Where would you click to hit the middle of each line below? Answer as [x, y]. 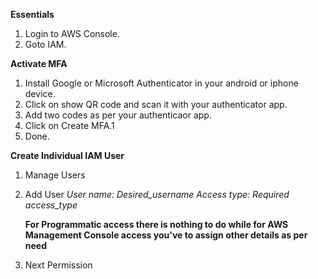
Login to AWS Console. [72, 33]
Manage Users [55, 175]
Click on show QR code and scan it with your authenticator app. [156, 104]
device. [40, 93]
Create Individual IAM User [67, 155]
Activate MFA [39, 63]
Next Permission [58, 265]
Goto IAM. [45, 44]
